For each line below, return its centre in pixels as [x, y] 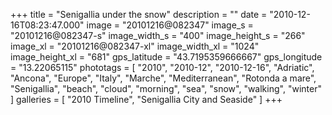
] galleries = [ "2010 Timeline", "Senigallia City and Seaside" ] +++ [146, 99]
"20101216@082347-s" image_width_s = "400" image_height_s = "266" [158, 35]
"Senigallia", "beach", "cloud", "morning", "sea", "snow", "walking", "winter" [166, 88]
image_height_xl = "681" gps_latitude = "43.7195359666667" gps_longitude [166, 57]
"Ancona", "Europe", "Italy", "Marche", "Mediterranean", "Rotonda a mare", [163, 78]
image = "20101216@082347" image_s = [170, 25]
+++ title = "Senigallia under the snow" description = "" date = [139, 14]
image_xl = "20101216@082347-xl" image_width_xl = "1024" [135, 46]
